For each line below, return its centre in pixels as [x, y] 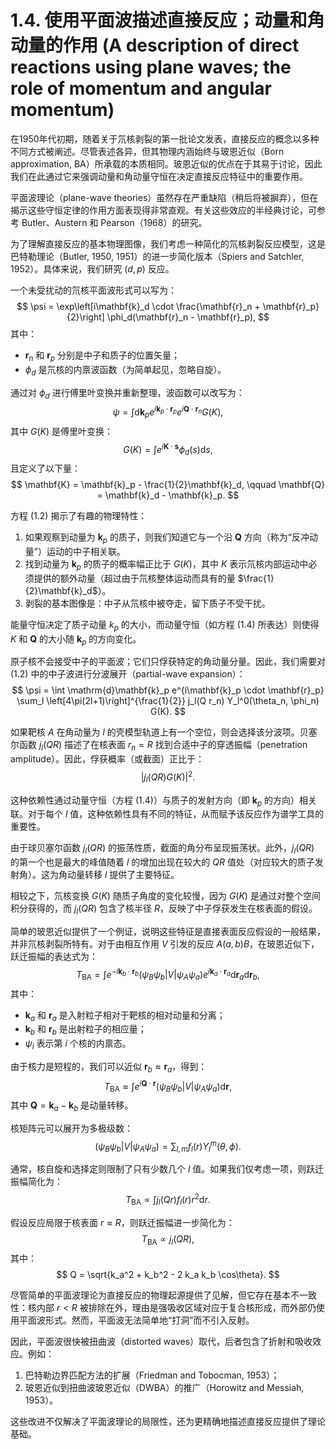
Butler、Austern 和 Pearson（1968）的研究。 [114, 222]
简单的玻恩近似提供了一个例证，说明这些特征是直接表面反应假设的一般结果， [168, 932]
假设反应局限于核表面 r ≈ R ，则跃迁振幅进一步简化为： [122, 1222]
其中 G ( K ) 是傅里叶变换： [61, 431]
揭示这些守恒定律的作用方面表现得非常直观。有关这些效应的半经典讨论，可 [163, 210]
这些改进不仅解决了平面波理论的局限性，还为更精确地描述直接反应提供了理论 [168, 1421]
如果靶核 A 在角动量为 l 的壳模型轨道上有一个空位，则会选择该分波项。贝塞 [164, 732]
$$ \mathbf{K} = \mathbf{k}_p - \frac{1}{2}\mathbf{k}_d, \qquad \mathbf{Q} [168, 485]
